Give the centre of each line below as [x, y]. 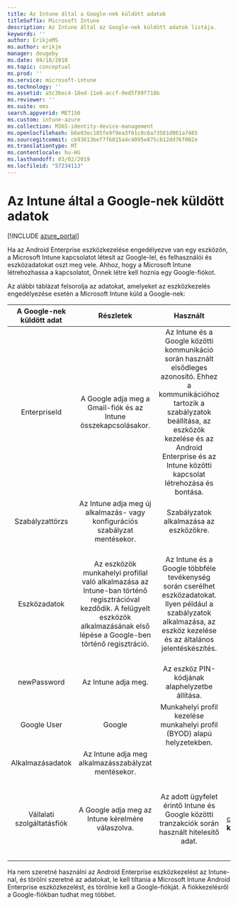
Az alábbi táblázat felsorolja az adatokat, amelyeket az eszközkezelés [109, 286]
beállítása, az [189, 421]
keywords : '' [27, 34]
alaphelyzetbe [189, 686]
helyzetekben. [189, 742]
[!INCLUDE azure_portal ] [43, 236]
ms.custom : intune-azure [44, 119]
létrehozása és [189, 482]
